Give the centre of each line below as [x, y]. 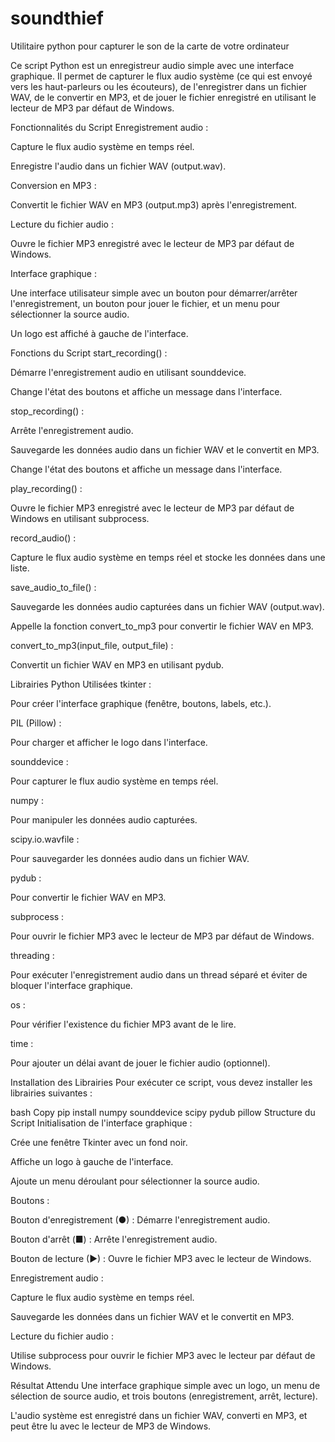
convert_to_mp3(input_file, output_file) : [92, 645]
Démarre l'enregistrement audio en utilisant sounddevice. [128, 372]
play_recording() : [46, 488]
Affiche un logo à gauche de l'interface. [92, 1161]
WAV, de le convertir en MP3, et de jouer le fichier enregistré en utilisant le [163, 97]
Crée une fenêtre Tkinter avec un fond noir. [99, 1142]
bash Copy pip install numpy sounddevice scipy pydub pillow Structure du [163, 1112]
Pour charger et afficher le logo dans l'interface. [109, 742]
